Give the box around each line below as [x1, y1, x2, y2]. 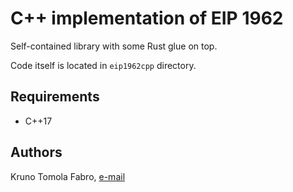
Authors [10, 144, 63, 161]
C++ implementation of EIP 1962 [10, 7, 284, 30]
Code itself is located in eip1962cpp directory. [10, 59, 197, 71]
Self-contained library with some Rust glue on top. [10, 40, 218, 52]
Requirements [10, 88, 100, 106]
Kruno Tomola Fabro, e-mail [10, 170, 126, 182]
